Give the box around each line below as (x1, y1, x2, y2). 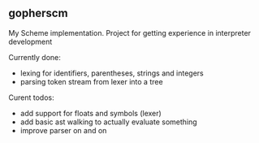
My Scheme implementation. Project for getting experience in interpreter (8, 28, 252, 37)
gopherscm (8, 6, 68, 20)
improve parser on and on (19, 125, 107, 135)
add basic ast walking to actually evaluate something (19, 117, 197, 127)
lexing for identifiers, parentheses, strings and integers (19, 68, 205, 78)
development (8, 37, 53, 46)
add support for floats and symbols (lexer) (19, 108, 162, 118)
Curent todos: (8, 93, 54, 102)
